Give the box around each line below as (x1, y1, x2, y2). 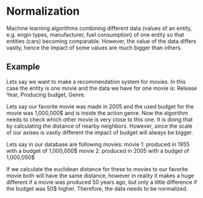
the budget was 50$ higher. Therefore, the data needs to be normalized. (6, 185, 188, 192)
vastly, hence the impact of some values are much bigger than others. (6, 44, 182, 51)
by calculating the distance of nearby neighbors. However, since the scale (6, 122, 193, 130)
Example (6, 62, 40, 72)
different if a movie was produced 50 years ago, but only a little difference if (6, 178, 198, 186)
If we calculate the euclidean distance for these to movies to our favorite (6, 165, 188, 172)
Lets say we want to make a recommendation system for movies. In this (6, 78, 186, 85)
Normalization (6, 4, 80, 18)
